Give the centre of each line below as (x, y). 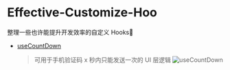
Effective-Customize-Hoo (82, 13)
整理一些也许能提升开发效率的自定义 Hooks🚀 (70, 32)
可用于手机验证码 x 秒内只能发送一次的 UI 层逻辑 (103, 60)
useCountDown (39, 46)
